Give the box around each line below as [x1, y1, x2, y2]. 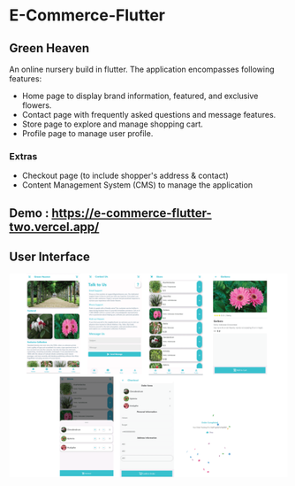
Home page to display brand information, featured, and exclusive [21, 90, 259, 101]
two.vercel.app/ [9, 219, 100, 235]
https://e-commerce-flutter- [51, 205, 212, 220]
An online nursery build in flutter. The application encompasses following [9, 64, 275, 74]
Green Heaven [9, 41, 90, 56]
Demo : [9, 205, 49, 220]
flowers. [21, 100, 52, 111]
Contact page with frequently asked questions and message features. [21, 110, 276, 120]
